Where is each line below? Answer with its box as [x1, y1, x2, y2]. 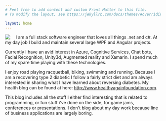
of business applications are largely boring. [5, 110, 93, 116]
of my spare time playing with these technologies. [5, 60, 107, 66]
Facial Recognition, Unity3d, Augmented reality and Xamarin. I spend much [5, 54, 158, 60]
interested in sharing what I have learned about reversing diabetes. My [5, 80, 149, 85]
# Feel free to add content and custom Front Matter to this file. [5, 7, 147, 12]
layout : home [5, 21, 32, 26]
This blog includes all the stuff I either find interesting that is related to [5, 94, 148, 100]
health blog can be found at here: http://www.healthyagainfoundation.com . [5, 85, 158, 91]
